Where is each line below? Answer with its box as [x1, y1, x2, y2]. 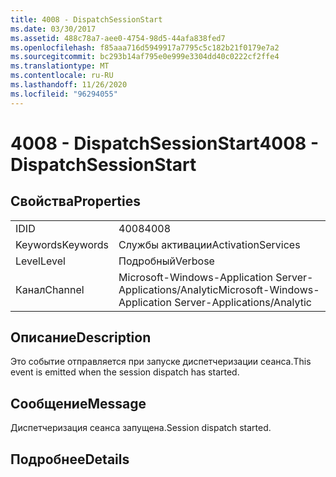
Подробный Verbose [118, 254, 215, 268]
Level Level [15, 254, 66, 268]
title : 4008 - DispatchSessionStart [10, 14, 163, 25]
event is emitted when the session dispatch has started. [10, 366, 240, 378]
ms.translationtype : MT [10, 61, 110, 71]
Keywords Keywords [15, 237, 110, 251]
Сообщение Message [10, 395, 147, 412]
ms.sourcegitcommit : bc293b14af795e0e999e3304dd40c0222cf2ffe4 [10, 52, 280, 62]
